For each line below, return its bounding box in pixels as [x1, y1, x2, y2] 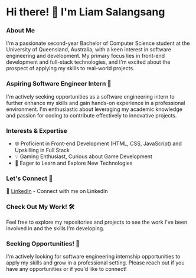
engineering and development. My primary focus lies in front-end [6, 53, 165, 60]
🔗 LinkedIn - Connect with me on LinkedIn [6, 188, 108, 195]
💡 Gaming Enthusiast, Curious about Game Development [14, 153, 152, 160]
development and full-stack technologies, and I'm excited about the [6, 58, 171, 66]
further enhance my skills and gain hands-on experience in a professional [6, 99, 185, 106]
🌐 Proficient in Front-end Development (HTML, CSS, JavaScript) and [14, 140, 182, 147]
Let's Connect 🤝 [6, 174, 53, 182]
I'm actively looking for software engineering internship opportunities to [6, 253, 181, 260]
